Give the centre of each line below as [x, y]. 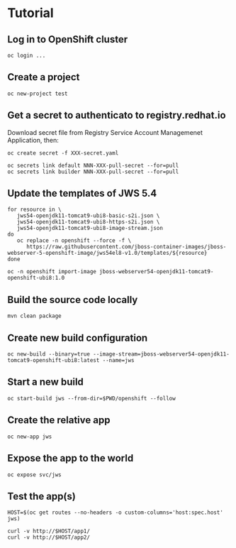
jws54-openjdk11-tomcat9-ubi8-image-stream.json [90, 229]
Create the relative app [59, 420]
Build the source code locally [73, 300]
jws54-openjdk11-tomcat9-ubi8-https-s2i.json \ [88, 222]
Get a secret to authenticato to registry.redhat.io [117, 115]
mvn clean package [34, 316]
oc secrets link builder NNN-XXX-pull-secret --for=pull [93, 172]
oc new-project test [38, 94]
